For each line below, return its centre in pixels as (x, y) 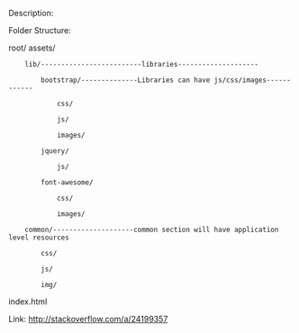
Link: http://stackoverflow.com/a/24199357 (88, 319)
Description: (31, 13)
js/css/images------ (253, 80)
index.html (28, 301)
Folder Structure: (40, 30)
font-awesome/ (67, 183)
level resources (39, 238)
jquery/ (55, 151)
